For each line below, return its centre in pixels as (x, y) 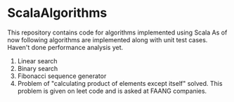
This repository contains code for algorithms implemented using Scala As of (117, 32)
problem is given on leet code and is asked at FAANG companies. (112, 91)
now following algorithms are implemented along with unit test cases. (108, 39)
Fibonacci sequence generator (62, 76)
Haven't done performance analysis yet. (65, 47)
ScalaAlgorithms (57, 13)
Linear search (37, 60)
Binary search (38, 68)
